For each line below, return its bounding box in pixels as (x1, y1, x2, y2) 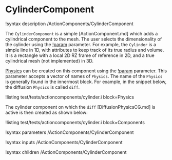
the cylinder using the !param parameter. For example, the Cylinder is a (5, 41, 157, 47)
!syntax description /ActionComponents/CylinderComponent (5, 21, 133, 27)
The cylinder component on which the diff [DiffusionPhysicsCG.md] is (5, 104, 156, 110)
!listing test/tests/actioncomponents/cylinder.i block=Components (5, 119, 145, 125)
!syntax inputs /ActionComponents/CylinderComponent (5, 139, 123, 145)
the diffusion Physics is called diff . (5, 84, 80, 90)
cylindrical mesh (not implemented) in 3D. (5, 57, 94, 64)
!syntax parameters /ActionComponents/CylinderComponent (5, 129, 134, 135)
